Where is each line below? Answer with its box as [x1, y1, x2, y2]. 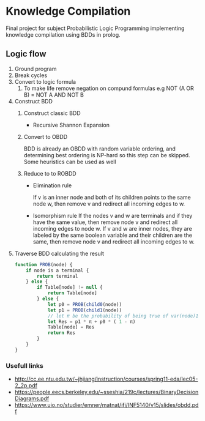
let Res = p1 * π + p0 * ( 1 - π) [47, 318, 136, 325]
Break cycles [14, 72, 48, 79]
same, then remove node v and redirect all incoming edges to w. [32, 237, 195, 245]
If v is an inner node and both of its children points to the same [32, 193, 191, 201]
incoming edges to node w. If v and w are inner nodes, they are [32, 225, 192, 232]
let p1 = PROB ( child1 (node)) [47, 307, 122, 313]
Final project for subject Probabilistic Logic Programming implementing [6, 24, 185, 32]
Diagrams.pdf [14, 395, 50, 402]
